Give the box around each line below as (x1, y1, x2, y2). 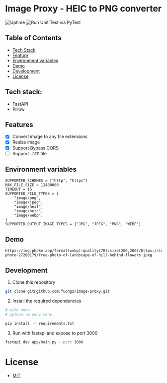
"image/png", (14, 195, 41, 201)
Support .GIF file (12, 150, 47, 156)
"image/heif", (14, 204, 43, 209)
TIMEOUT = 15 (5, 187, 32, 192)
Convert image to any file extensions (12, 133, 88, 139)
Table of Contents (5, 34, 62, 42)
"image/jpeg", (14, 200, 43, 205)
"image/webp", (14, 213, 43, 218)
